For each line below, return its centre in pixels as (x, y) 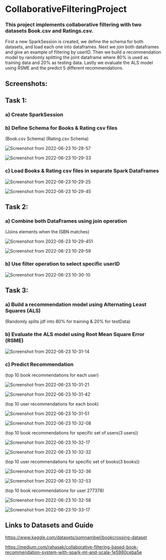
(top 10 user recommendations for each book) (52, 404)
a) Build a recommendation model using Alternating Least (76, 305)
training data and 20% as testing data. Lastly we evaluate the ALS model (79, 63)
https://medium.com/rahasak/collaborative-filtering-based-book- (72, 547)
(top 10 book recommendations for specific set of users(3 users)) (72, 433)
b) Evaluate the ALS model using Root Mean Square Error (75, 335)
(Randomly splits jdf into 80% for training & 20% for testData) (68, 322)
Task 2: (17, 207)
